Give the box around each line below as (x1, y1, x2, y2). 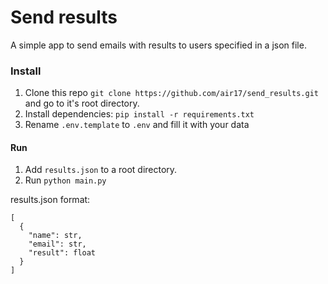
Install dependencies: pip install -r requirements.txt (24, 108, 255, 120)
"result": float (28, 248, 97, 258)
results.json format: (10, 194, 91, 206)
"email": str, (28, 239, 87, 250)
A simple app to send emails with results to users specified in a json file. (10, 39, 307, 51)
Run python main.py (24, 174, 107, 186)
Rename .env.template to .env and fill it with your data (24, 119, 250, 131)
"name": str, (28, 231, 83, 241)
